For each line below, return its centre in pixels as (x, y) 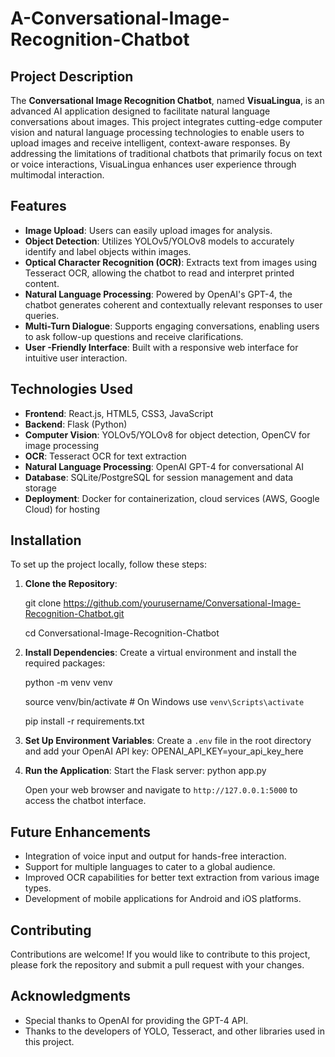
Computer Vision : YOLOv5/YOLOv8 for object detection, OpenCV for (167, 434)
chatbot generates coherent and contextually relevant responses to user (173, 304)
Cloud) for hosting (62, 509)
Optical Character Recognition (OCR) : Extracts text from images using (171, 262)
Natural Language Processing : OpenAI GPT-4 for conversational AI (164, 466)
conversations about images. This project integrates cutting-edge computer (166, 121)
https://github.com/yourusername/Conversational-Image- (182, 603)
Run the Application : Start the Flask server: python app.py (145, 771)
